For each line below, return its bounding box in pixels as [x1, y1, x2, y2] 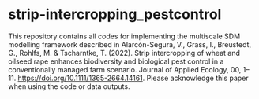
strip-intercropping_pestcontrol [8, 5, 222, 24]
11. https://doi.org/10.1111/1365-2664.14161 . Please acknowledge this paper [8, 73, 249, 82]
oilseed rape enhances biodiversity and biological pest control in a [8, 57, 224, 66]
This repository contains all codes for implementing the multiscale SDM [8, 31, 241, 41]
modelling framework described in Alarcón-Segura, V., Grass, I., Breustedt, [8, 39, 251, 49]
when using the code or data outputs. [8, 81, 130, 91]
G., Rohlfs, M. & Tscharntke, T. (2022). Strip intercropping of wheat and [8, 48, 241, 57]
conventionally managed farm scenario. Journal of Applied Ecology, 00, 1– [8, 64, 250, 74]
